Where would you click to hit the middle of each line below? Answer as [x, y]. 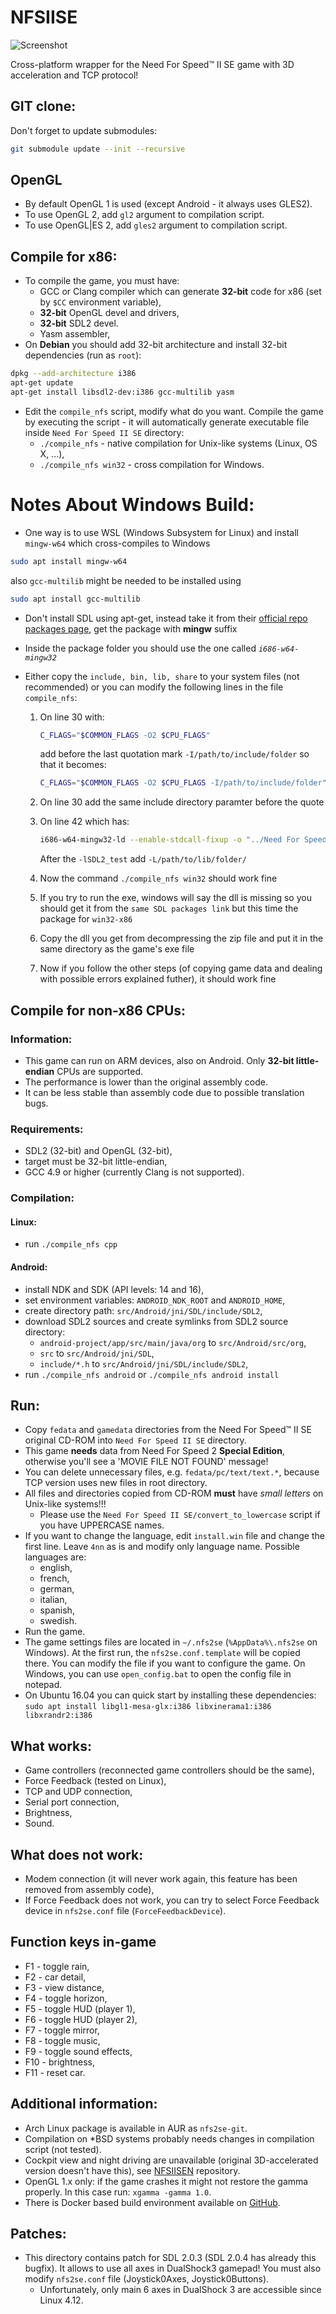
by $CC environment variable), [100, 302]
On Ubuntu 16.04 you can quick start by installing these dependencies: [170, 1695]
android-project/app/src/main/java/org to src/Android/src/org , [173, 1342]
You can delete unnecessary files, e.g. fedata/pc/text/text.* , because [172, 1472]
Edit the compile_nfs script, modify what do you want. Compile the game [174, 411]
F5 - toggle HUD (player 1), [80, 2008]
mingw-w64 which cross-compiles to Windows [117, 543]
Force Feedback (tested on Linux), [95, 1781]
